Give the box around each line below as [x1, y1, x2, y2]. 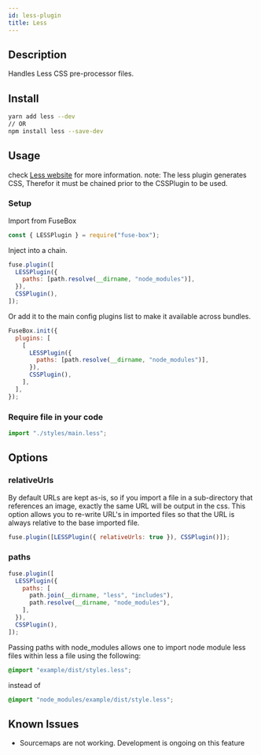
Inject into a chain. [8, 245, 68, 255]
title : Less [8, 19, 47, 27]
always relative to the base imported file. [8, 518, 140, 527]
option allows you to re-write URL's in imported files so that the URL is [8, 509, 235, 519]
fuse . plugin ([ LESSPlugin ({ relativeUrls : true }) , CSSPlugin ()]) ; [8, 533, 230, 541]
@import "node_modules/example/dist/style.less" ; [8, 695, 175, 704]
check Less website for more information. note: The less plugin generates [8, 170, 248, 180]
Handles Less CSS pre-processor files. [8, 69, 134, 79]
